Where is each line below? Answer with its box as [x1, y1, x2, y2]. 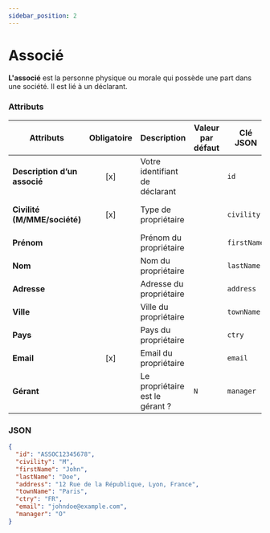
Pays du [140, 324, 171, 336]
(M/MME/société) [12, 214, 82, 225]
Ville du [140, 301, 169, 312]
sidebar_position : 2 [8, 11, 78, 20]
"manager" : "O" [15, 511, 67, 519]
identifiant [140, 165, 178, 177]
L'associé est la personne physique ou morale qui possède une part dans [8, 73, 252, 83]
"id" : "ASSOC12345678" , [15, 450, 95, 458]
